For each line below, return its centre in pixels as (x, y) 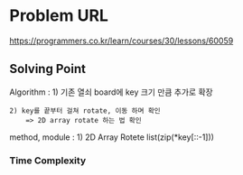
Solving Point (47, 69)
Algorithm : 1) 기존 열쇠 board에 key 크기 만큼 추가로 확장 (112, 92)
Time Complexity (48, 161)
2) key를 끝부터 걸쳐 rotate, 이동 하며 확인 (85, 111)
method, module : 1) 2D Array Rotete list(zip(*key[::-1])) (112, 137)
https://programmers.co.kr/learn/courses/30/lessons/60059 (121, 41)
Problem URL (59, 16)
